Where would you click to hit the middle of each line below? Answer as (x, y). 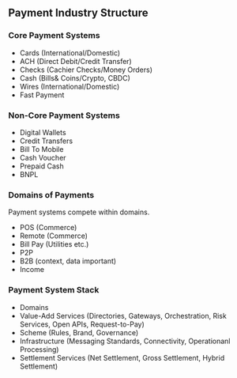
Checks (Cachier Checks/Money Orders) (86, 70)
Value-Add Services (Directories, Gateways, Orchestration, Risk (123, 316)
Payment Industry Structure (78, 13)
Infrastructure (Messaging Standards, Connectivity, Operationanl (125, 341)
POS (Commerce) (48, 228)
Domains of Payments (51, 195)
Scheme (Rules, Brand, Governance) (79, 332)
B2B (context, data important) (68, 261)
